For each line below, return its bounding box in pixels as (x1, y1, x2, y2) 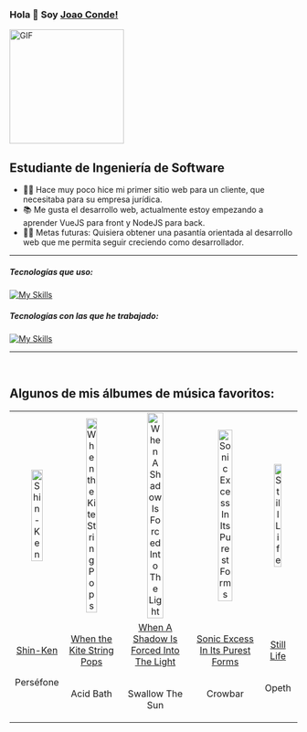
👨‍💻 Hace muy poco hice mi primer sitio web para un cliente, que (22, 185, 265, 196)
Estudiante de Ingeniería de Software (9, 160, 226, 175)
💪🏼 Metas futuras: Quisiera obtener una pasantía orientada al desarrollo (22, 228, 293, 239)
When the (70, 632, 112, 645)
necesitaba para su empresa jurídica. (22, 194, 163, 205)
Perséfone (15, 675, 59, 688)
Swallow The (127, 687, 184, 700)
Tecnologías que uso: (9, 266, 94, 277)
